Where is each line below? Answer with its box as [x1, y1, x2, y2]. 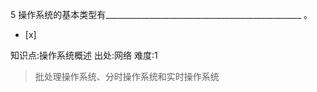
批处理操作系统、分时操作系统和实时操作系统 [34, 71, 220, 82]
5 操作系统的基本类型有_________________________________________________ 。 [10, 9, 313, 20]
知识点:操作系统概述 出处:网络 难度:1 [10, 49, 158, 61]
